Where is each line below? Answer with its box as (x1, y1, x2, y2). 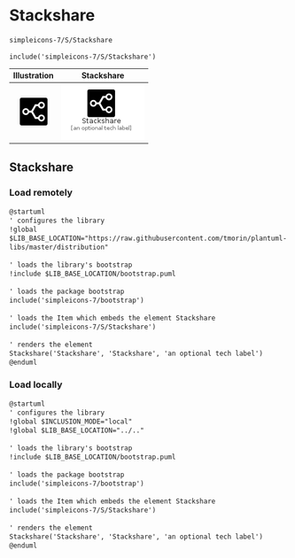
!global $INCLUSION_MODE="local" (9, 417, 133, 426)
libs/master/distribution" (9, 243, 109, 252)
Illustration (12, 70, 55, 81)
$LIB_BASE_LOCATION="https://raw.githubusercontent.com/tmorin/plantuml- (9, 234, 288, 243)
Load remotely (9, 186, 74, 198)
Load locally (9, 378, 63, 391)
